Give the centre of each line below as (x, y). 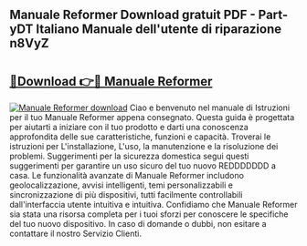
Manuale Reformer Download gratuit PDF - (132, 15)
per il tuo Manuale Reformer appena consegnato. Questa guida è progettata (152, 117)
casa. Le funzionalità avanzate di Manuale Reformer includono (127, 175)
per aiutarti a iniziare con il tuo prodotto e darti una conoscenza (129, 127)
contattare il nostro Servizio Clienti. (75, 233)
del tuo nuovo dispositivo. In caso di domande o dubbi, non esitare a (138, 224)
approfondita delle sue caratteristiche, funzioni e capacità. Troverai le (140, 137)
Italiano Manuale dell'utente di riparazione (159, 30)
